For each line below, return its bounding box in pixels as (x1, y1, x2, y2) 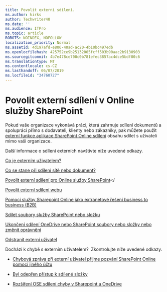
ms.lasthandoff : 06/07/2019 (5, 68, 64, 74)
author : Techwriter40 (5, 17, 51, 22)
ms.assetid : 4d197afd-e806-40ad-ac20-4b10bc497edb (5, 45, 113, 50)
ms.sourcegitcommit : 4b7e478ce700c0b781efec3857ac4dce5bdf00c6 (5, 54, 140, 59)
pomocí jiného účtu (12, 261, 53, 267)
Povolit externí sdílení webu (5, 187, 62, 193)
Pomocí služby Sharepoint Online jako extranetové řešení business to (5, 196, 148, 202)
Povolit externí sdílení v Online (5, 95, 134, 106)
